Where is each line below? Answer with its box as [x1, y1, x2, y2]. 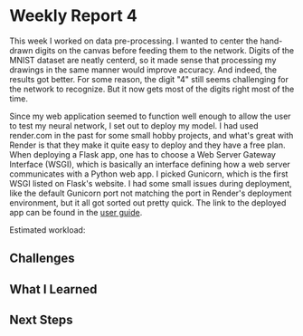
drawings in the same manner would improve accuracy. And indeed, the [9, 64, 278, 75]
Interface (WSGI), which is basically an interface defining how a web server [9, 158, 291, 169]
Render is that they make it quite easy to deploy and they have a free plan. [9, 139, 286, 150]
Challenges [9, 251, 75, 266]
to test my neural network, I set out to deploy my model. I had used [9, 120, 260, 131]
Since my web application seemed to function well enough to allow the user [9, 110, 291, 121]
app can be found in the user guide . [9, 206, 143, 217]
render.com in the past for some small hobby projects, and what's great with [9, 130, 294, 140]
